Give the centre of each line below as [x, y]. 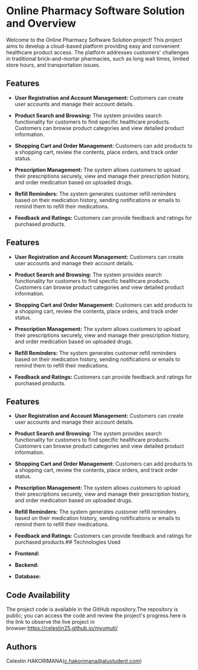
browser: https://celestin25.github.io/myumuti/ [62, 628]
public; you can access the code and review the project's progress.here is [96, 616]
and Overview [41, 23]
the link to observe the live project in [51, 622]
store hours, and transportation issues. [53, 65]
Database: [28, 577]
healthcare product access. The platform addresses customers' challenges [98, 52]
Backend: [27, 565]
